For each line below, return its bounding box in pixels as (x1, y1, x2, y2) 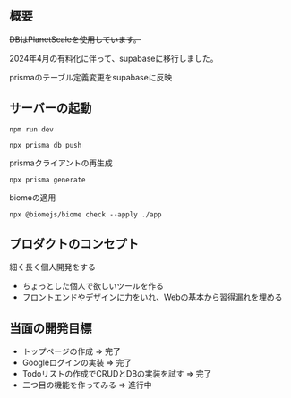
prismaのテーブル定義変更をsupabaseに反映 (9, 72, 173, 82)
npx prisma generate (9, 175, 87, 184)
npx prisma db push (9, 140, 82, 149)
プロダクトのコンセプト (9, 236, 139, 252)
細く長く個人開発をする (9, 262, 96, 273)
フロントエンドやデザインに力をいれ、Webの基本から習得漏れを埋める (21, 292, 283, 302)
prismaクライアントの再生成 (9, 157, 114, 168)
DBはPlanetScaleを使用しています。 (9, 34, 141, 45)
